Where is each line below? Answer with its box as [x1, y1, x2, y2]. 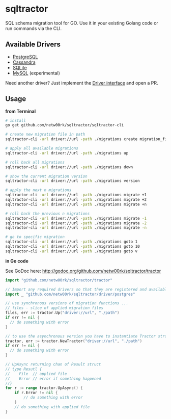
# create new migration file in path [5, 132, 85, 137]
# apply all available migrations [5, 146, 79, 151]
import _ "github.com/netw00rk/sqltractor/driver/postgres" [5, 292, 136, 297]
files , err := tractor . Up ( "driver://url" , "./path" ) [5, 310, 120, 316]
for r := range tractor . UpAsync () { [5, 385, 83, 390]
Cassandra [12, 59, 36, 65]
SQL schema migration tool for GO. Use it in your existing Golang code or [5, 20, 159, 26]
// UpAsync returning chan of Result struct [5, 362, 101, 367]
